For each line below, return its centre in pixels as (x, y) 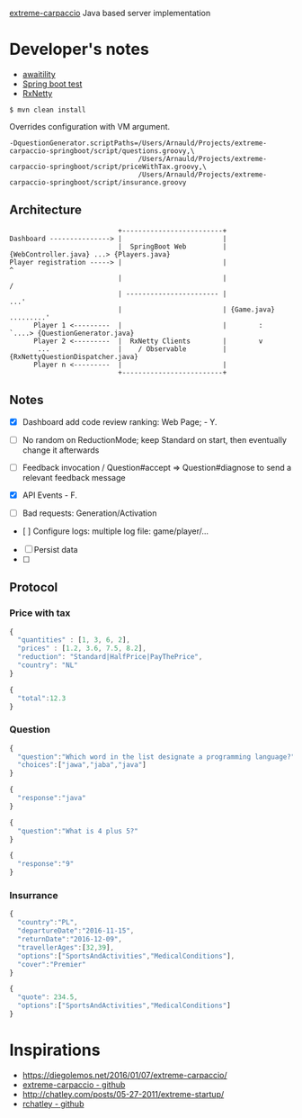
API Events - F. (50, 495)
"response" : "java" (52, 798)
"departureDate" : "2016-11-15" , (76, 931)
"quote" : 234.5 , (48, 997)
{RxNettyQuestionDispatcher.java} (74, 356)
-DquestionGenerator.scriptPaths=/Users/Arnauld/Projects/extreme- (138, 143)
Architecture (46, 210)
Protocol (34, 587)
